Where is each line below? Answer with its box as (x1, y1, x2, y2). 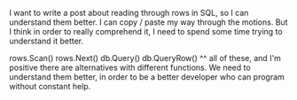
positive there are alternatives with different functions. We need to (9, 62, 251, 73)
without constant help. (9, 81, 91, 91)
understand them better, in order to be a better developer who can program (9, 72, 285, 82)
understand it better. (9, 35, 84, 46)
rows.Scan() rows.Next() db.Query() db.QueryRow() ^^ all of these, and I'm (9, 53, 282, 63)
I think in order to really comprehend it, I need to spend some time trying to (9, 27, 283, 36)
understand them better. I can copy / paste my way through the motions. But (9, 17, 288, 27)
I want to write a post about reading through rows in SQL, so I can (9, 8, 249, 18)
